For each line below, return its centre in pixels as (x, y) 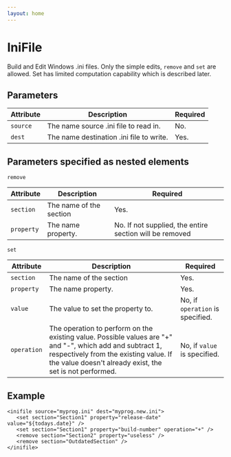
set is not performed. (83, 371)
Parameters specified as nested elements (98, 162)
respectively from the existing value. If (111, 354)
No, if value (199, 346)
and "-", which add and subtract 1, (106, 346)
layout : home (26, 13)
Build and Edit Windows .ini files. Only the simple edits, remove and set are (112, 67)
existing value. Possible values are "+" (111, 337)
